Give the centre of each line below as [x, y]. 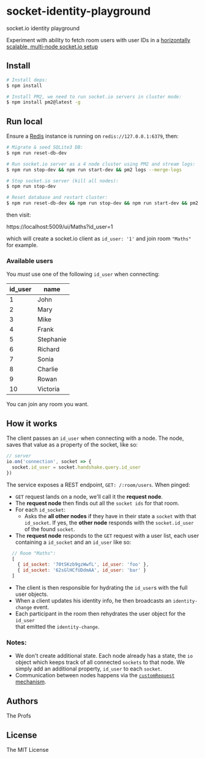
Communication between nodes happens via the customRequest [95, 675]
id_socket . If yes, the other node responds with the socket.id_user [109, 522]
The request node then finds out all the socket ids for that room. [97, 503]
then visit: [19, 215]
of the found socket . [50, 529]
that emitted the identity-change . [57, 627]
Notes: [17, 642]
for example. [22, 245]
